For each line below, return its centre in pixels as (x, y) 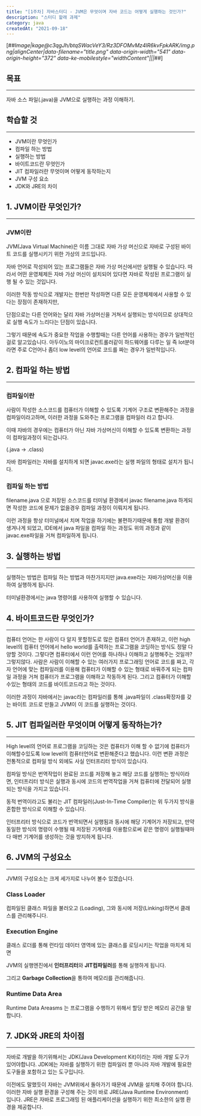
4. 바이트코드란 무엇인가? (50, 618)
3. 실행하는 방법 (33, 556)
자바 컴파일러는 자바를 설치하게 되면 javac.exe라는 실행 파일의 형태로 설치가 (95, 462)
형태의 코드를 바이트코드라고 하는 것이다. (69, 684)
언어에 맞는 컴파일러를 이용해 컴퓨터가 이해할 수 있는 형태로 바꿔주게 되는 (97, 669)
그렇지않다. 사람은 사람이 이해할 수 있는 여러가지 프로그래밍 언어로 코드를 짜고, (97, 662)
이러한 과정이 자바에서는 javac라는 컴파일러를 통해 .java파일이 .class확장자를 (96, 697)
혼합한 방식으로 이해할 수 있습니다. (46, 809)
